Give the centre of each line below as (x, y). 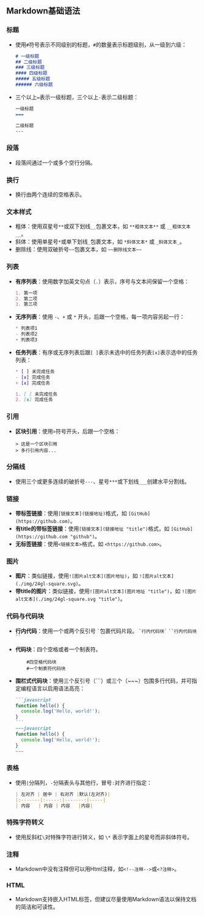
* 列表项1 (26, 329)
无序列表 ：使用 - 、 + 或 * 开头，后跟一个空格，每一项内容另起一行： (100, 317)
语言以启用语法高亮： (58, 688)
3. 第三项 (26, 304)
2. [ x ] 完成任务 (34, 400)
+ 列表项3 (26, 340)
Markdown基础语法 (43, 11)
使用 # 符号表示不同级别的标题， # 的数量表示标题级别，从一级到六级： (101, 44)
